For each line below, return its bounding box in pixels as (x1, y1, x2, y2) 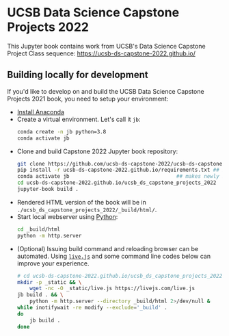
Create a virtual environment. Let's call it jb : (16, 115, 141, 123)
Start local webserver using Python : (16, 212, 118, 220)
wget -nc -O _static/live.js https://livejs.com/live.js (29, 285, 196, 292)
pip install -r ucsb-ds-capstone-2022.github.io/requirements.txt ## (16, 166, 220, 174)
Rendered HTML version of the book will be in (16, 198, 147, 206)
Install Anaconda (16, 107, 65, 116)
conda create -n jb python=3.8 (16, 128, 107, 135)
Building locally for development (7, 69, 148, 81)
